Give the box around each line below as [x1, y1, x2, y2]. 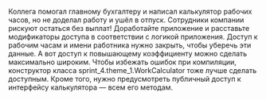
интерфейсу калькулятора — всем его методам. [8, 83, 174, 92]
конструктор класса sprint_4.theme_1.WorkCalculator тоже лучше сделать [8, 66, 257, 75]
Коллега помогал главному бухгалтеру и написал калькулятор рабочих [8, 7, 252, 16]
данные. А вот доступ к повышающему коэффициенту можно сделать [8, 49, 248, 58]
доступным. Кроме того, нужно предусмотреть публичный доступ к [8, 75, 241, 83]
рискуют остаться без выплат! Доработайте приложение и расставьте [8, 24, 250, 33]
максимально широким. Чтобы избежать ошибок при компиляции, [8, 57, 237, 67]
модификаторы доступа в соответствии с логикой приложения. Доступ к [8, 32, 258, 41]
